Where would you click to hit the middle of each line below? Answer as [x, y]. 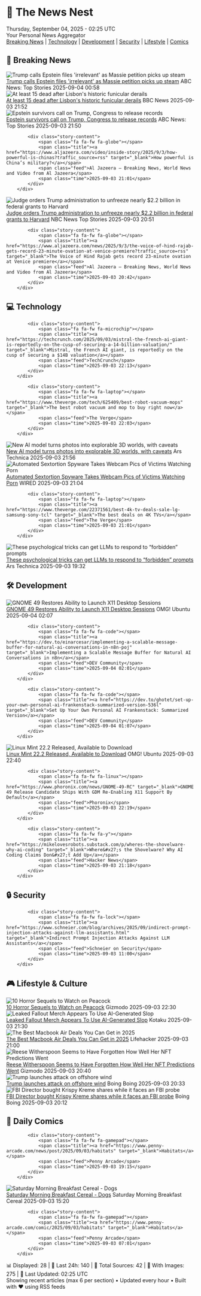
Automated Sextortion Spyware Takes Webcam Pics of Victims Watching [96, 476]
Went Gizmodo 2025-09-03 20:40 [49, 1071]
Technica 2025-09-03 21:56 [41, 457]
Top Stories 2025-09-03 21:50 [44, 126]
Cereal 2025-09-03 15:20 [38, 1201]
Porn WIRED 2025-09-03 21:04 [45, 483]
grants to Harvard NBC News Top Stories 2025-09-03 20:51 [80, 219]
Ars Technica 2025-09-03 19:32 [46, 566]
